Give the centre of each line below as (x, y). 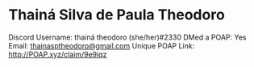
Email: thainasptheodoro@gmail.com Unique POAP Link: (102, 45)
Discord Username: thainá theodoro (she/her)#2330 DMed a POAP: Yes (127, 37)
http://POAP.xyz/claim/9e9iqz (58, 54)
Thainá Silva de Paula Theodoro (117, 15)
